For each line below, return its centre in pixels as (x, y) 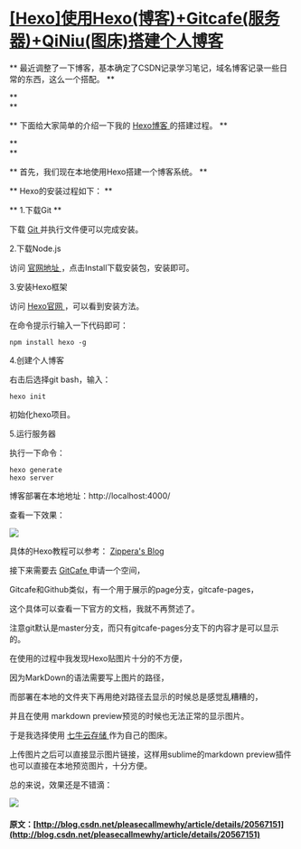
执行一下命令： (37, 452)
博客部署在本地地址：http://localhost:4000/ (90, 495)
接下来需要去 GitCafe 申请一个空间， (77, 570)
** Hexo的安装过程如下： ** (61, 191)
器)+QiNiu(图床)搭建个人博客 (117, 41)
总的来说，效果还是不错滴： (61, 784)
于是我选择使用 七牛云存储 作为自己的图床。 (91, 735)
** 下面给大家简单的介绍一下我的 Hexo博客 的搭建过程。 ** (118, 125)
